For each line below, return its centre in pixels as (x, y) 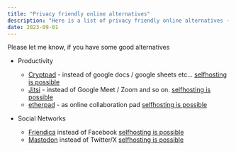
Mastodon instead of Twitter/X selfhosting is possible (106, 140)
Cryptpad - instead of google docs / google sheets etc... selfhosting (128, 74)
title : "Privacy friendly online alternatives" (79, 14)
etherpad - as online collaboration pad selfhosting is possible (118, 105)
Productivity (35, 61)
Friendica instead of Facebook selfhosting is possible (106, 133)
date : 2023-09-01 (33, 27)
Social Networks (41, 118)
